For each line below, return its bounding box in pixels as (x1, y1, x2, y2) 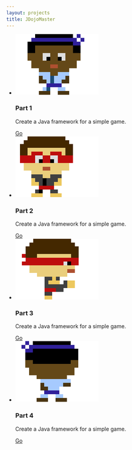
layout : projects (6, 10, 50, 16)
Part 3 (15, 309, 34, 318)
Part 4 (15, 411, 34, 420)
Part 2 (15, 206, 33, 215)
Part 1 (15, 104, 32, 112)
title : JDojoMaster (6, 16, 56, 22)
